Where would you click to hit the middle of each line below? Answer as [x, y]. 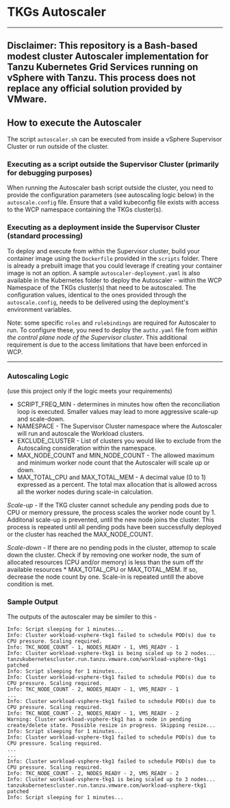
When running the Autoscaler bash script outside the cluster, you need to [110, 188]
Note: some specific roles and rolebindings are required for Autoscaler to [112, 323]
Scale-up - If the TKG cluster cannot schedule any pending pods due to [108, 505]
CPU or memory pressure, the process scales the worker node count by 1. [112, 513]
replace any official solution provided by [95, 89]
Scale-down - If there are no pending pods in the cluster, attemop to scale [112, 548]
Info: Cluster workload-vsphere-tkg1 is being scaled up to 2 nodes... [111, 654]
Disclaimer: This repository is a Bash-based [102, 46]
